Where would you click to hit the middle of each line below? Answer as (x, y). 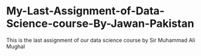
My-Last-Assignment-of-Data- (85, 11)
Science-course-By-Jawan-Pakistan (100, 24)
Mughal (16, 46)
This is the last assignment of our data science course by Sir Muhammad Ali (101, 40)
